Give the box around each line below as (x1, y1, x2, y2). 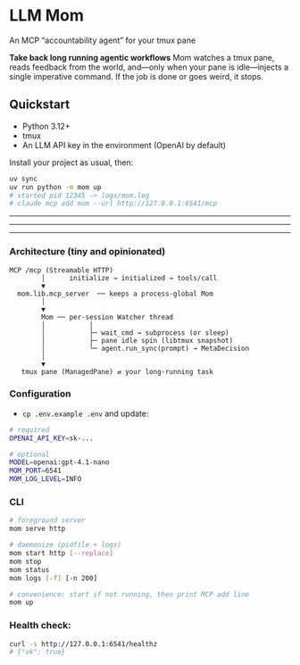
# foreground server (9, 516, 87, 525)
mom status (9, 565, 50, 574)
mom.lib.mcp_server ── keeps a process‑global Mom (17, 289, 214, 298)
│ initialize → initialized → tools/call (41, 273, 218, 282)
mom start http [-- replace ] (9, 549, 114, 558)
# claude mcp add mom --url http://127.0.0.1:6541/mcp (9, 199, 218, 208)
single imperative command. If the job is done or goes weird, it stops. (9, 71, 263, 81)
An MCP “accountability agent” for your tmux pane (9, 35, 196, 46)
